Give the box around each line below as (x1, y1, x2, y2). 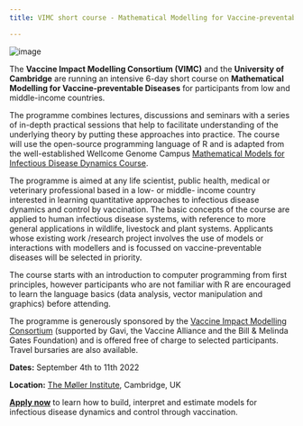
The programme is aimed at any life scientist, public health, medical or (9, 175, 271, 186)
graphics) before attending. (9, 298, 111, 309)
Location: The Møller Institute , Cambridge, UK (9, 379, 182, 390)
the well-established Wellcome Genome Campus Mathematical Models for (9, 148, 286, 159)
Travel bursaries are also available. (9, 344, 139, 355)
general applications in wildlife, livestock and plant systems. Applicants (9, 223, 273, 234)
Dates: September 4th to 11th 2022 (9, 362, 140, 373)
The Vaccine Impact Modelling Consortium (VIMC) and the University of (9, 63, 284, 74)
